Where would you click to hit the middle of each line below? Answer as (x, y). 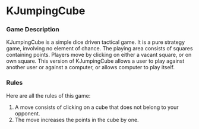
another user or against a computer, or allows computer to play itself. (91, 67)
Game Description (33, 30)
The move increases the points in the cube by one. (77, 120)
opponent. (27, 113)
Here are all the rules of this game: (48, 95)
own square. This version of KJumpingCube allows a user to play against (95, 61)
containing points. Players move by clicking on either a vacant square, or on (99, 55)
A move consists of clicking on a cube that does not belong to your (97, 107)
